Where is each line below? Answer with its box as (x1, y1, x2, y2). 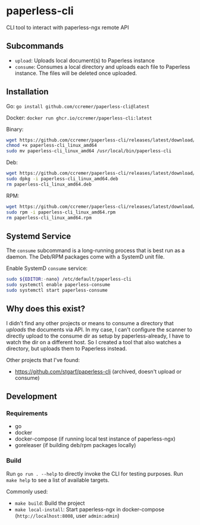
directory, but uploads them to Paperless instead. (6, 345, 127, 352)
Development (6, 391, 58, 402)
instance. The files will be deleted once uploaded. (14, 70, 137, 77)
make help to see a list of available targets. (6, 476, 110, 483)
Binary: (6, 125, 24, 133)
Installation (6, 87, 49, 97)
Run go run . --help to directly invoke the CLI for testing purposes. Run (6, 470, 183, 477)
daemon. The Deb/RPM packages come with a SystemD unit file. (6, 253, 165, 260)
